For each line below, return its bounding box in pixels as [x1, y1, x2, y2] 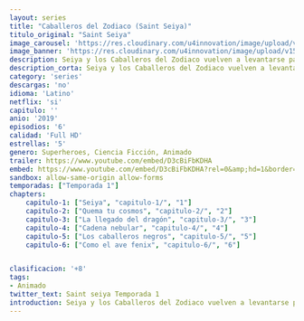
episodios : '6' [9, 123, 67, 132]
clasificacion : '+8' [9, 264, 88, 274]
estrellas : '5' [9, 139, 67, 148]
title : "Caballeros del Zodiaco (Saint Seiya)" [9, 22, 193, 31]
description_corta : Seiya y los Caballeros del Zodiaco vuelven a [9, 64, 265, 73]
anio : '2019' [9, 114, 59, 123]
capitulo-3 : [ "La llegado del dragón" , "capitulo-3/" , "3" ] [25, 214, 257, 224]
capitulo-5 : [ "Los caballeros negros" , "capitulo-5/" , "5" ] [25, 231, 257, 241]
